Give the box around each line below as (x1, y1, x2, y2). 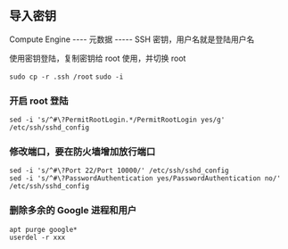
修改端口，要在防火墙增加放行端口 (9, 145, 156, 158)
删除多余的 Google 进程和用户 (9, 204, 137, 217)
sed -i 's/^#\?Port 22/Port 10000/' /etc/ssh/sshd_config (9, 166, 229, 176)
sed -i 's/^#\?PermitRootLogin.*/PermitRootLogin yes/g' (9, 115, 226, 125)
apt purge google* (9, 225, 78, 234)
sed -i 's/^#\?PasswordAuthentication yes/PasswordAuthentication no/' (9, 174, 281, 183)
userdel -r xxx (9, 233, 66, 242)
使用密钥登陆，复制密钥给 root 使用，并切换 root (9, 53, 186, 63)
